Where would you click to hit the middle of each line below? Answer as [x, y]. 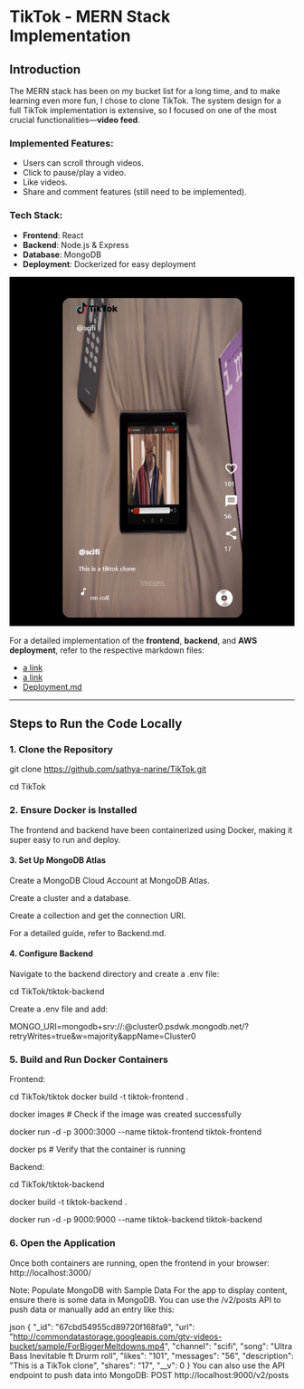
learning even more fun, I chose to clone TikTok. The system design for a [146, 101]
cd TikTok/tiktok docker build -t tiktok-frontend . [99, 1097]
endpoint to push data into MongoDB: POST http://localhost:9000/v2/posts [149, 1375]
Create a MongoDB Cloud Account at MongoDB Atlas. [109, 880]
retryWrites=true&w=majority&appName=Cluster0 [103, 1036]
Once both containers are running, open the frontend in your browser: [139, 1263]
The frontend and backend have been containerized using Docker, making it [151, 829]
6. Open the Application [62, 1243]
